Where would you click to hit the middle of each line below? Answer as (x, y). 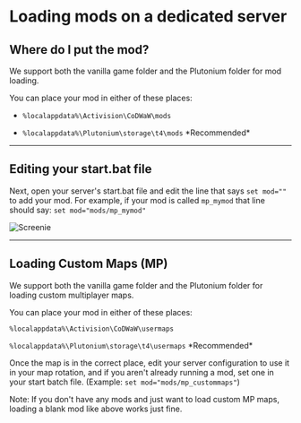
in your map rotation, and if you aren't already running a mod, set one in (142, 372)
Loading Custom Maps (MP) (89, 264)
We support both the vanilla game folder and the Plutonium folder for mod (146, 71)
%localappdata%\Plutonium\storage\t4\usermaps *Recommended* (131, 345)
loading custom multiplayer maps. (72, 295)
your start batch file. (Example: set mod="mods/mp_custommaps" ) (125, 382)
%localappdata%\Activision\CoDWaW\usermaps (92, 329)
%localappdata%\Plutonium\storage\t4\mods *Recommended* (136, 133)
